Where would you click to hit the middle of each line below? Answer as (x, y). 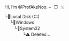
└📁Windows (22, 22)
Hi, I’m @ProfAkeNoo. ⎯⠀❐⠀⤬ (34, 7)
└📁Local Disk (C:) (22, 17)
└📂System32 (27, 28)
